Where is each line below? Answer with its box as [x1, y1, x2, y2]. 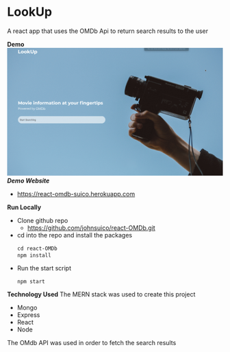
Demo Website [7, 176, 50, 185]
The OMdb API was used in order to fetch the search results [7, 338, 177, 347]
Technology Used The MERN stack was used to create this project [7, 290, 196, 298]
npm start [16, 278, 46, 285]
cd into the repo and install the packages [16, 231, 132, 239]
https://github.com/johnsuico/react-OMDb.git [27, 224, 155, 232]
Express [16, 310, 40, 319]
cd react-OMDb [16, 245, 57, 252]
